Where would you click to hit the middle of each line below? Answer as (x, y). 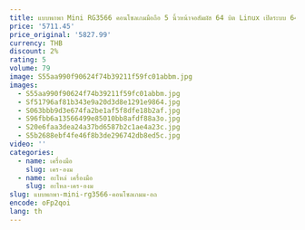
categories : (32, 152)
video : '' (28, 144)
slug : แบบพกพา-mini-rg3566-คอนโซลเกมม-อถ (83, 195)
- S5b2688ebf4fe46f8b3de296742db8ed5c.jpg (99, 136)
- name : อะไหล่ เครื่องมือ (55, 177)
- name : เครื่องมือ (45, 161)
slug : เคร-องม (49, 169)
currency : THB (36, 43)
